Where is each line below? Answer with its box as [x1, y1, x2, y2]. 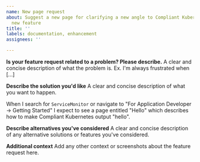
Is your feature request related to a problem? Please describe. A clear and [6, 58, 192, 65]
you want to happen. [6, 89, 57, 96]
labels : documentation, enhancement [6, 31, 97, 37]
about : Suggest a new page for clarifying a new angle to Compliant [6, 14, 180, 20]
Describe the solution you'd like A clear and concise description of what [6, 82, 186, 90]
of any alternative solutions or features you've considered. [6, 131, 150, 138]
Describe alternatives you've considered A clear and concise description [6, 125, 189, 132]
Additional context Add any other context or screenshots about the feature [6, 143, 191, 149]
